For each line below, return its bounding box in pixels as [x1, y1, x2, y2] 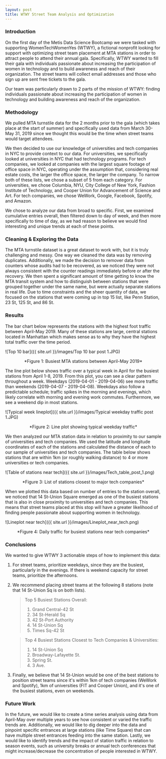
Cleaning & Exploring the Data [5, 236, 79, 243]
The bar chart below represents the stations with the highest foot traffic [5, 323, 151, 329]
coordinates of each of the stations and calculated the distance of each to [5, 444, 156, 450]
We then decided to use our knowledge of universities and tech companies [5, 146, 159, 152]
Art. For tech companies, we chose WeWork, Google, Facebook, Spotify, [5, 193, 153, 199]
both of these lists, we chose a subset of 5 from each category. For [5, 177, 142, 183]
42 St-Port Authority [32, 617, 74, 623]
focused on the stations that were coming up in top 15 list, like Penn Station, [5, 294, 160, 300]
